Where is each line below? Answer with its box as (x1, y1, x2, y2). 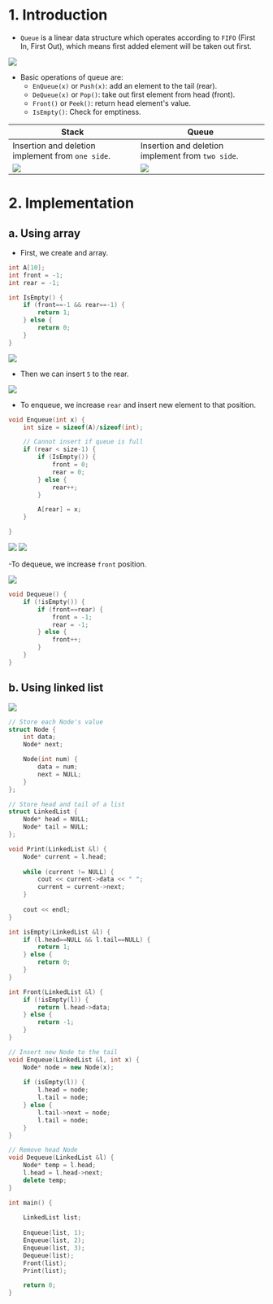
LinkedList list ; (23, 1214, 82, 1222)
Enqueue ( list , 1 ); (23, 1229, 85, 1237)
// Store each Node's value (8, 718, 104, 726)
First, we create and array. (19, 247, 108, 257)
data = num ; (37, 763, 79, 771)
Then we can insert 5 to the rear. (19, 369, 129, 379)
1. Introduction (8, 6, 108, 24)
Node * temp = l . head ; (23, 1162, 96, 1170)
